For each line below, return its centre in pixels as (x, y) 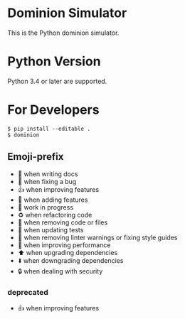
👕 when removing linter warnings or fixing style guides (97, 237)
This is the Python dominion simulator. (63, 33)
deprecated (28, 292)
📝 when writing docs (48, 174)
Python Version (54, 61)
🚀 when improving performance (64, 245)
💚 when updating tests (51, 229)
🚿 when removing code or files (63, 222)
